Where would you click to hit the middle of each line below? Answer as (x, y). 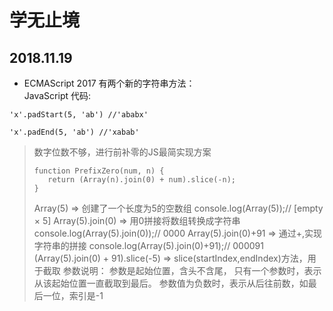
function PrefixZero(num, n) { (99, 171)
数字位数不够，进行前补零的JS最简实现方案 (122, 152)
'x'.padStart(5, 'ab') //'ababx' (79, 115)
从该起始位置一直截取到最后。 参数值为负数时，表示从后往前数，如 (171, 283)
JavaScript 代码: (57, 95)
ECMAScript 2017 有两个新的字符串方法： (109, 83)
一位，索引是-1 (73, 295)
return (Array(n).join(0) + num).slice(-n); (141, 180)
